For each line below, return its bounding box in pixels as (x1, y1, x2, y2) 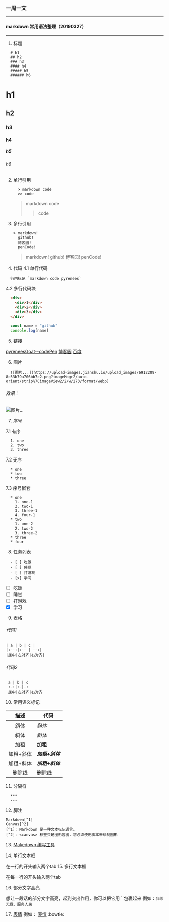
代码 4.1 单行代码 (13, 265, 48, 271)
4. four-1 (15, 512, 36, 517)
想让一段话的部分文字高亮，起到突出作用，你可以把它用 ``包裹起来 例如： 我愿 (6, 895, 163, 901)
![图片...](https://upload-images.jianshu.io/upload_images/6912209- (10, 370, 157, 375)
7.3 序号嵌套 (6, 485, 31, 491)
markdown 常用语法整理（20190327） (6, 23, 87, 29)
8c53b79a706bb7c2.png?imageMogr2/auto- (6, 374, 89, 380)
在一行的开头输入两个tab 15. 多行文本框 (6, 863, 87, 870)
